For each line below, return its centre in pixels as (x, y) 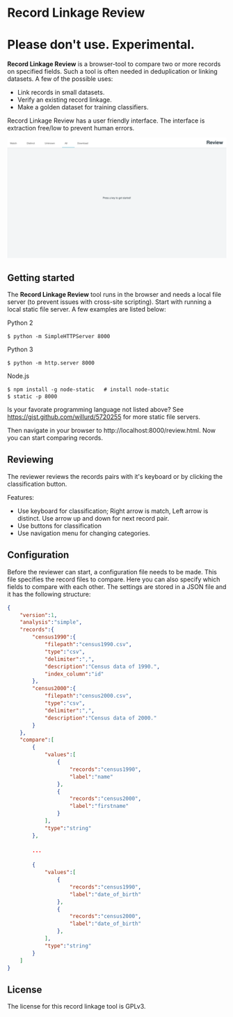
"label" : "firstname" (99, 806)
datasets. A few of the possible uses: (60, 79)
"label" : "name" (91, 777)
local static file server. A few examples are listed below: (87, 309)
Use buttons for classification (59, 526)
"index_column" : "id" (74, 674)
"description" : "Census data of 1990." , (102, 666)
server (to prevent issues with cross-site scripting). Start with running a (110, 302)
